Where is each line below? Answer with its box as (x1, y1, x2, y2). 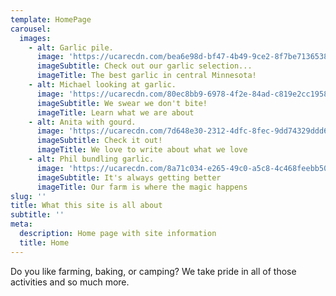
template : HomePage (10, 14, 92, 25)
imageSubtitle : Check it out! (36, 136, 163, 146)
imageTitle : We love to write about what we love (36, 145, 248, 155)
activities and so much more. (10, 276, 130, 288)
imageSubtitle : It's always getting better (36, 172, 222, 183)
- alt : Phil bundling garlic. (28, 154, 155, 164)
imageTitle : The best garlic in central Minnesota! (36, 71, 257, 81)
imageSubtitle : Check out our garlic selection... (36, 61, 253, 71)
